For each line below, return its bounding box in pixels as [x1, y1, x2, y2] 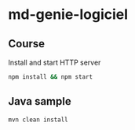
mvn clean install [8, 116, 68, 124]
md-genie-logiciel [8, 6, 128, 24]
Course [8, 37, 46, 50]
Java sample [8, 95, 72, 108]
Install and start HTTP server [8, 58, 101, 67]
